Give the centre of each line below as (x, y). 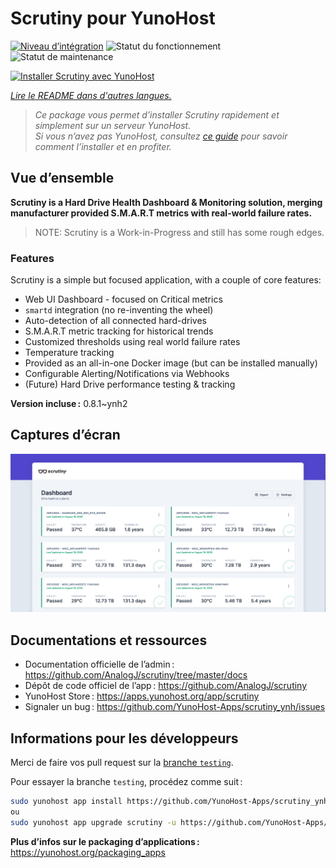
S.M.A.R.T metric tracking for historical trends (119, 331)
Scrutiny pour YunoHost (113, 18)
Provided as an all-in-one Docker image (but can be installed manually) (171, 363)
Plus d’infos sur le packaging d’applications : (105, 841)
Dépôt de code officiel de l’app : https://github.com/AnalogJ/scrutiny (166, 686)
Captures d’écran (65, 435)
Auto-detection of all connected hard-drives (115, 321)
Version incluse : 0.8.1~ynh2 (69, 404)
